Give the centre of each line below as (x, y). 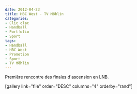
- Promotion (17, 54)
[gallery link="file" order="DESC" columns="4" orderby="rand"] (69, 86)
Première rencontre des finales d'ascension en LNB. (57, 77)
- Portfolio (17, 32)
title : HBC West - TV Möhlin (34, 14)
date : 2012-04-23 (23, 9)
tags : (10, 41)
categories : (17, 18)
